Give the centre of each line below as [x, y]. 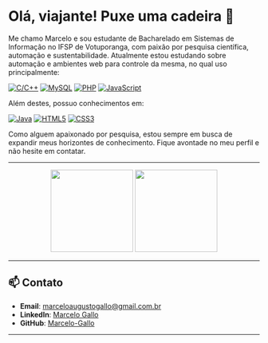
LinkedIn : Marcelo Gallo [59, 314]
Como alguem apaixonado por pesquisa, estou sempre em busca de [120, 134]
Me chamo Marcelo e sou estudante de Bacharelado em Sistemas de [121, 38]
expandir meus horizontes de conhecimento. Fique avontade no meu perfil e [134, 142]
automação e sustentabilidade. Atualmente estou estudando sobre [117, 55]
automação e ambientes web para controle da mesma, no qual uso [118, 64]
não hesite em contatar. [47, 151]
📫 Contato [36, 283]
